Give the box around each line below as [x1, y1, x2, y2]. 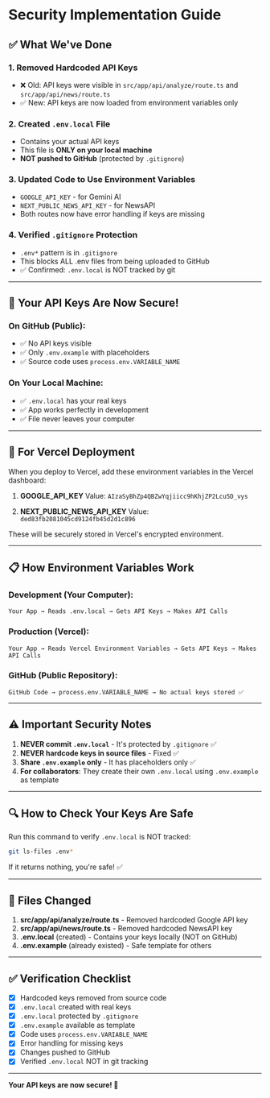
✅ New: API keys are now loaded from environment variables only [19, 97, 239, 107]
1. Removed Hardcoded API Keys [8, 62, 138, 73]
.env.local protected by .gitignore [19, 1011, 139, 1021]
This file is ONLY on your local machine [19, 145, 153, 155]
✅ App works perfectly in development [19, 404, 149, 414]
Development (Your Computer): [8, 589, 134, 600]
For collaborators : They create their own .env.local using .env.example [19, 766, 259, 776]
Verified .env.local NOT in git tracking [19, 1057, 149, 1067]
